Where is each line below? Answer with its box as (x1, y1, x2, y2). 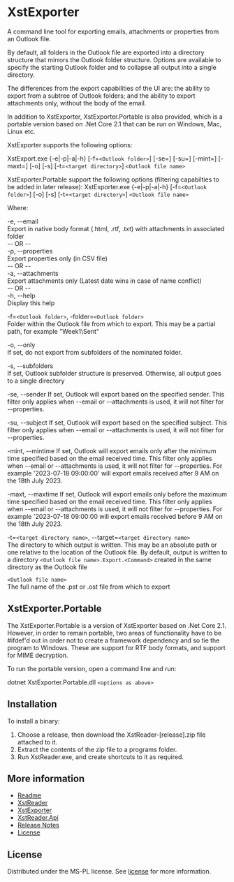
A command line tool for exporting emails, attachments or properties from (7, 27, 219, 36)
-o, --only (7, 340, 36, 349)
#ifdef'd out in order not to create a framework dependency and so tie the (7, 636, 220, 645)
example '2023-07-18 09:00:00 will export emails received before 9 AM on (7, 512, 223, 520)
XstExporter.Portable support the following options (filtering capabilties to (7, 175, 220, 184)
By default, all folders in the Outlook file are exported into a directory (7, 48, 205, 57)
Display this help (7, 298, 55, 307)
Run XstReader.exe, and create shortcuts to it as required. (17, 752, 184, 761)
